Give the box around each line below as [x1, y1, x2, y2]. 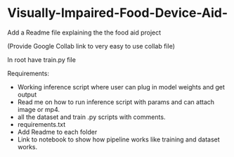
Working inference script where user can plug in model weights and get [17, 82, 225, 91]
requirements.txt [17, 120, 66, 128]
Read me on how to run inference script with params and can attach [17, 97, 215, 106]
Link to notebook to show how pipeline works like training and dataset [17, 135, 220, 144]
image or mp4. [17, 105, 60, 113]
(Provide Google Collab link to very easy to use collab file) [7, 42, 176, 50]
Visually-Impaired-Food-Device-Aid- [7, 5, 228, 21]
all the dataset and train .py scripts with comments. [17, 113, 166, 121]
